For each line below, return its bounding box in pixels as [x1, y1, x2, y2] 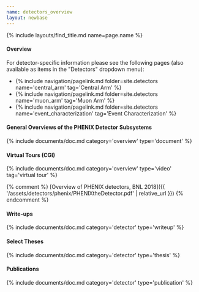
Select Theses [6, 238, 44, 245]
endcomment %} [6, 196, 49, 203]
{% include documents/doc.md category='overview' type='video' [6, 165, 172, 172]
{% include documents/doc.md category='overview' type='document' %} [6, 137, 193, 144]
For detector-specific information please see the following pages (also [6, 59, 184, 66]
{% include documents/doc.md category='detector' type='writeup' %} [6, 224, 184, 231]
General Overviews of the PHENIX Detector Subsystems [6, 123, 152, 131]
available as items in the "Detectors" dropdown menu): [6, 65, 145, 73]
